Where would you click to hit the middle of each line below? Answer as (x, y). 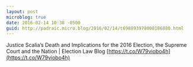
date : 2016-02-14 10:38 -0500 (44, 23)
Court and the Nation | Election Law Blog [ (57, 52)
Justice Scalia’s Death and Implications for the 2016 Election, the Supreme (97, 45)
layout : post (22, 12)
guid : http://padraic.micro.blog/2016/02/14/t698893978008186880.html (95, 28)
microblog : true (26, 17)
